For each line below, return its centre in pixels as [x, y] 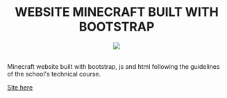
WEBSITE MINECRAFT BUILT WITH [117, 12]
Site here [20, 87]
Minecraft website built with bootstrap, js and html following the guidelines [113, 66]
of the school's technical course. [54, 74]
